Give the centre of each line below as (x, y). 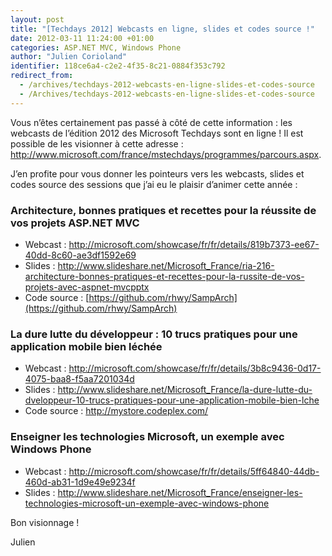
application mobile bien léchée (86, 346)
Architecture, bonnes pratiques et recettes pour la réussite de (163, 210)
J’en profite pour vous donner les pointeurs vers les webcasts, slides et (157, 173)
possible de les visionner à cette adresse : (97, 143)
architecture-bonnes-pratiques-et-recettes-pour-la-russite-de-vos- (164, 276)
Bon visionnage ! (45, 522)
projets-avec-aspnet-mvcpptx (87, 287)
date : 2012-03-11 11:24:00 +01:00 (82, 38)
